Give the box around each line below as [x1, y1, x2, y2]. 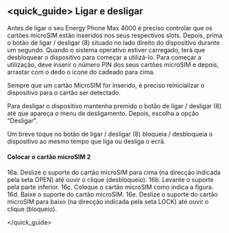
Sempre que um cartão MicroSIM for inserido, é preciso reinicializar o [7, 81, 205, 89]
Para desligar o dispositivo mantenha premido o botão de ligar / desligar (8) [7, 101, 222, 110]
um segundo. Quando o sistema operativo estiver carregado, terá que [7, 45, 206, 54]
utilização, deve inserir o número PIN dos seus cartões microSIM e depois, [7, 60, 219, 68]
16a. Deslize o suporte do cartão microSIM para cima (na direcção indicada [7, 168, 221, 176]
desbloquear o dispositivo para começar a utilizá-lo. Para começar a [7, 53, 202, 61]
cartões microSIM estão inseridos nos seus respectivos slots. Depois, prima [7, 31, 223, 39]
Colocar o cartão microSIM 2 [7, 153, 91, 161]
